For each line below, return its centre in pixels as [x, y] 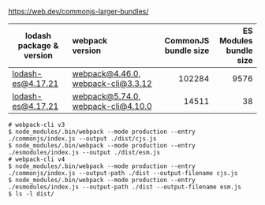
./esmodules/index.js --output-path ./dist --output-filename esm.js [125, 187]
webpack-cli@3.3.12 [112, 84]
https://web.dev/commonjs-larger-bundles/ [78, 11]
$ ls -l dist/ [32, 194]
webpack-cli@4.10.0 [112, 106]
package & [38, 45]
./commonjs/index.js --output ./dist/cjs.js [82, 139]
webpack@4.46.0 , [106, 74]
